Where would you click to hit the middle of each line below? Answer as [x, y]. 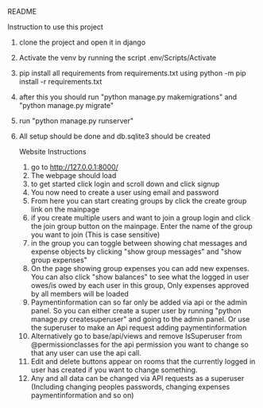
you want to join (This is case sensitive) [95, 235]
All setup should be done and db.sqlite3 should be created [115, 136]
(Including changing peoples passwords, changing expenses [130, 387]
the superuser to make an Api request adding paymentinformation [139, 328]
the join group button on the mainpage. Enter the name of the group [142, 226]
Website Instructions [52, 152]
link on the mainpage [65, 209]
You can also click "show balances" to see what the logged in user [140, 277]
